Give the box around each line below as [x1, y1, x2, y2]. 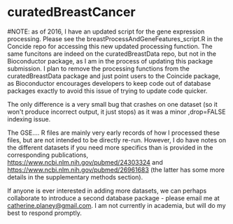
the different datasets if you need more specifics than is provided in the [7, 143, 213, 151]
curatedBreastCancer [7, 4, 136, 20]
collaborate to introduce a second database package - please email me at [7, 193, 220, 202]
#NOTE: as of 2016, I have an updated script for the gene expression [7, 27, 205, 36]
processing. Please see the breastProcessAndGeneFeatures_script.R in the [7, 34, 223, 43]
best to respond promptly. [7, 209, 82, 217]
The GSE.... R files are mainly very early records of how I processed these [7, 128, 220, 137]
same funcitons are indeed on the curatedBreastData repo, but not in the [7, 50, 217, 58]
